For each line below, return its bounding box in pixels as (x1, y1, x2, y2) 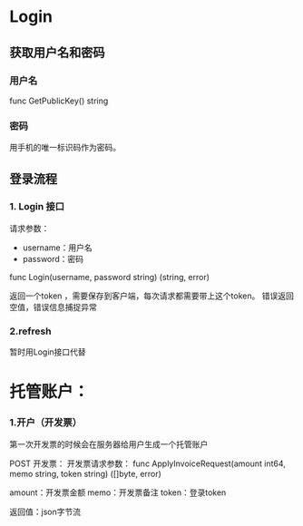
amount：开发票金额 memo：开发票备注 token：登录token (9, 487, 227, 498)
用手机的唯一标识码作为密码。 (9, 142, 121, 153)
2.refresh (9, 325, 52, 337)
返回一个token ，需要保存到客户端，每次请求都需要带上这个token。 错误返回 (9, 290, 295, 301)
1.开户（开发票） (9, 416, 83, 429)
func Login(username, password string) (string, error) (9, 271, 210, 282)
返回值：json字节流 (9, 506, 82, 517)
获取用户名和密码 (9, 44, 105, 60)
